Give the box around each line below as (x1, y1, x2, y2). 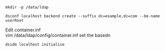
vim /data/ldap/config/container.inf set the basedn (5, 32, 111, 38)
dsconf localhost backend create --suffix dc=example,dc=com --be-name (5, 14, 160, 19)
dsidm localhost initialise (5, 42, 65, 47)
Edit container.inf (5, 27, 41, 33)
